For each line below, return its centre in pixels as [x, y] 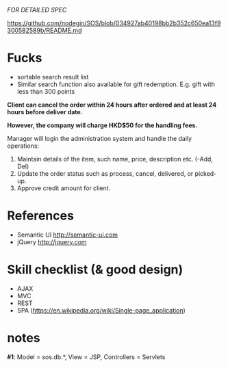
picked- [206, 173]
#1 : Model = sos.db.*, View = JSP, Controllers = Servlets [86, 357]
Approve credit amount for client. [64, 188]
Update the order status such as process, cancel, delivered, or [105, 173]
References [40, 216]
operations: [23, 146]
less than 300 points [46, 91]
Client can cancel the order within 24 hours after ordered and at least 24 [112, 105]
